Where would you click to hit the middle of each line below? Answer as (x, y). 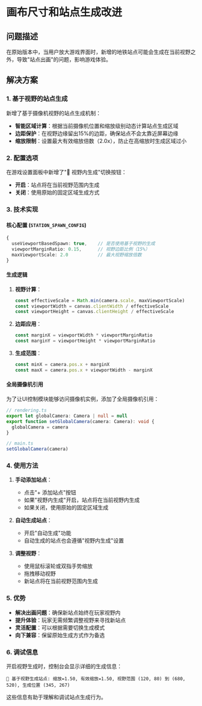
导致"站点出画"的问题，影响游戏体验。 (64, 59)
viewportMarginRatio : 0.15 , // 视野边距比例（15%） (81, 249)
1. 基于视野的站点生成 (37, 99)
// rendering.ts (26, 410)
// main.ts (20, 443)
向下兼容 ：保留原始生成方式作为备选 (60, 635)
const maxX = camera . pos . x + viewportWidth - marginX (84, 370)
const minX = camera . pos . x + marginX (62, 365)
